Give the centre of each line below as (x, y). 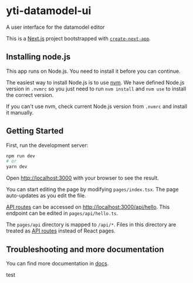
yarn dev (17, 167)
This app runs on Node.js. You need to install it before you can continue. (93, 71)
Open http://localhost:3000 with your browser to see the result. (83, 178)
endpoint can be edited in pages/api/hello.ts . (62, 213)
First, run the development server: (47, 145)
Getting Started (35, 131)
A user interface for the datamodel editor (55, 27)
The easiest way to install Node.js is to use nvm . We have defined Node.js (95, 82)
